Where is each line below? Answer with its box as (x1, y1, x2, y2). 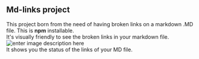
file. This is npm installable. (6, 27, 74, 34)
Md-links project (6, 5, 71, 15)
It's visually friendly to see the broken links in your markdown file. (6, 33, 169, 41)
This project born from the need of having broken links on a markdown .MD (6, 20, 194, 27)
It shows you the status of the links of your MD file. (6, 46, 133, 53)
